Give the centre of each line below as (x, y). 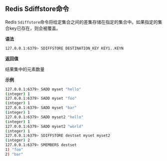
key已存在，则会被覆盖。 (35, 28)
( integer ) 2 (17, 140)
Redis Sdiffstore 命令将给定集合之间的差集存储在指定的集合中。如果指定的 (82, 22)
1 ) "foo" (14, 150)
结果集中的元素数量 (25, 69)
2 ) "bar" (14, 154)
